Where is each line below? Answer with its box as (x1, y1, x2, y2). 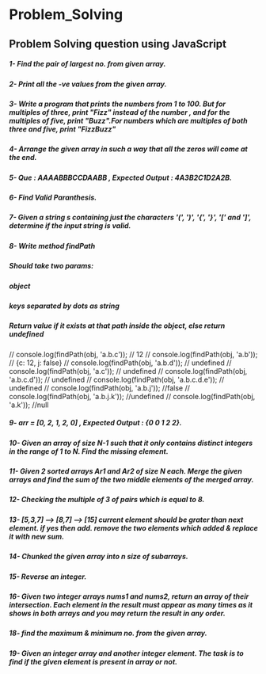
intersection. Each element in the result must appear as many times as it (9, 600, 253, 609)
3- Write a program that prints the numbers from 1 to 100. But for (9, 99, 226, 109)
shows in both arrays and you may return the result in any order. (9, 608, 226, 618)
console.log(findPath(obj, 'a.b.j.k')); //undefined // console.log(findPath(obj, (9, 391, 256, 401)
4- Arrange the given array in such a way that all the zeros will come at (9, 144, 248, 154)
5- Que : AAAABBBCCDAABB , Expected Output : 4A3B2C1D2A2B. (9, 173, 233, 182)
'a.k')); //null (9, 400, 49, 409)
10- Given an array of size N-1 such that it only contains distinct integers (9, 438, 253, 447)
